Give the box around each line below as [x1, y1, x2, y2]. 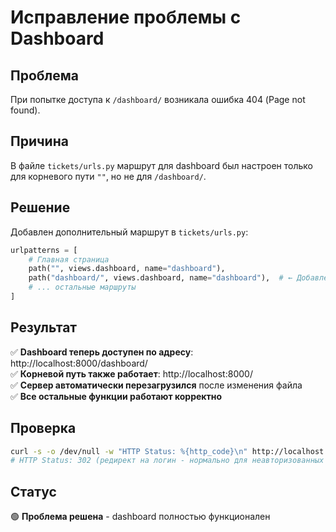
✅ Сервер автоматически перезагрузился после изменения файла [10, 379, 303, 391]
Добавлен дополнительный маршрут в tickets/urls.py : [10, 226, 249, 238]
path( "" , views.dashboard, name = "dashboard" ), [28, 264, 226, 274]
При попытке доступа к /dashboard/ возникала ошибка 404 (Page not [10, 94, 306, 105]
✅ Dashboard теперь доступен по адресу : [10, 346, 194, 358]
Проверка [10, 420, 77, 437]
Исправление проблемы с [10, 6, 242, 29]
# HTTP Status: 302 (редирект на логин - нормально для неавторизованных [10, 456, 325, 466]
